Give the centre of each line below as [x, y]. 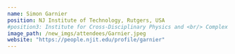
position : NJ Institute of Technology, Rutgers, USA [86, 20]
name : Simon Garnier [38, 14]
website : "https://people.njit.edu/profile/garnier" [86, 40]
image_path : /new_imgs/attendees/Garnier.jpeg [77, 33]
